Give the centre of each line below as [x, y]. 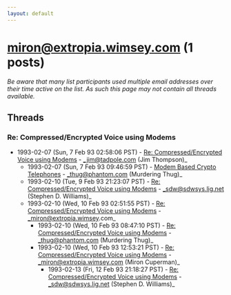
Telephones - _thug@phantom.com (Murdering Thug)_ [105, 174]
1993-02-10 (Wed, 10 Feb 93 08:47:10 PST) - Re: [107, 225]
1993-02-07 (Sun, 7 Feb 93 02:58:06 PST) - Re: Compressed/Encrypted [120, 152]
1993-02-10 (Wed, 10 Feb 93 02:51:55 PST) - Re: [96, 203]
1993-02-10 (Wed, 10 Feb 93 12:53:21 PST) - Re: [106, 247]
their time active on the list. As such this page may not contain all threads [112, 89]
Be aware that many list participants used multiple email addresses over [110, 81]
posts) [26, 62]
